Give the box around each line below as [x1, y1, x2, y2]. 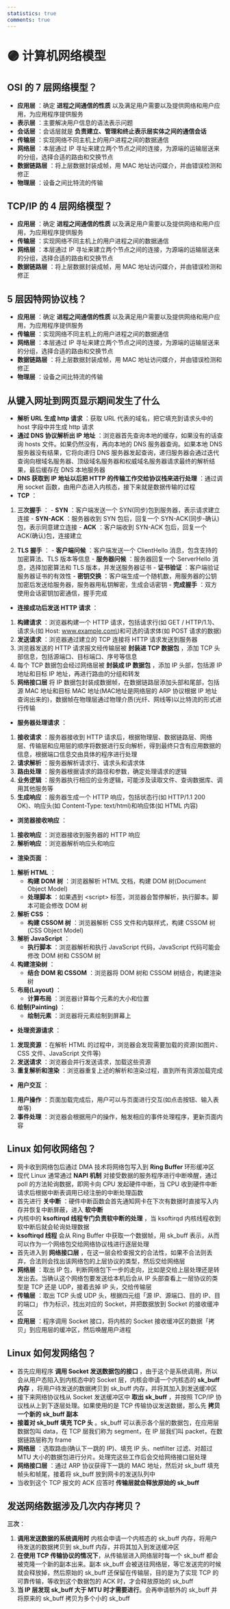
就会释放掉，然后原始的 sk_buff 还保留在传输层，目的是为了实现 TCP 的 [16, 1569, 219, 1577]
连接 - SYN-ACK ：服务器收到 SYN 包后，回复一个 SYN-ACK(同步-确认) [16, 514, 220, 522]
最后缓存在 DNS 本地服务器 [29, 465, 106, 474]
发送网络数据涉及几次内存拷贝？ [7, 1500, 142, 1512]
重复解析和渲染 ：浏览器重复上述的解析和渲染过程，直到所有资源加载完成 [16, 1066, 223, 1074]
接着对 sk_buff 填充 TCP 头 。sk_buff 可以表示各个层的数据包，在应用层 [16, 1418, 220, 1427]
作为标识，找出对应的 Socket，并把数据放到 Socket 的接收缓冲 [42, 1300, 219, 1308]
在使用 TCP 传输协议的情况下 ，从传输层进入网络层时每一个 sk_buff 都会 [16, 1551, 219, 1560]
